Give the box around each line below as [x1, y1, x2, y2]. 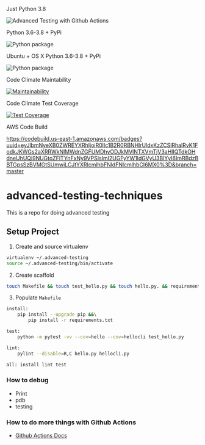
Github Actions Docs [15, 432, 67, 439]
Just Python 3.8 [6, 5, 46, 12]
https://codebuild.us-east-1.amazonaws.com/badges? [6, 135, 143, 142]
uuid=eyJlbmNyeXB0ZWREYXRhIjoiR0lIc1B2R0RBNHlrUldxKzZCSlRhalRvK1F [6, 141, 198, 149]
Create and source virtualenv [15, 243, 88, 250]
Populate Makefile [15, 294, 61, 301]
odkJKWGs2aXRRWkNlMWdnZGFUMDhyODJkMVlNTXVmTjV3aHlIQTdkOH [6, 148, 196, 155]
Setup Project [6, 227, 60, 237]
